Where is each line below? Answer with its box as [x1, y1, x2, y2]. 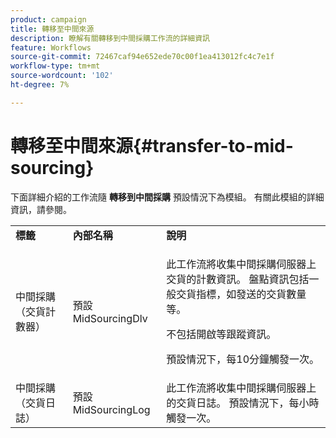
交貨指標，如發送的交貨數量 [176, 287, 307, 301]
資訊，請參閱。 [10, 203, 72, 215]
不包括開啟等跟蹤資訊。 [166, 327, 277, 341]
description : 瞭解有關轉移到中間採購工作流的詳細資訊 [10, 33, 211, 43]
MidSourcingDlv [72, 311, 148, 325]
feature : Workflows [10, 42, 92, 53]
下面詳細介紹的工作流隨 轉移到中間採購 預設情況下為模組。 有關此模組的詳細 [10, 191, 325, 203]
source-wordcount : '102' [10, 71, 114, 81]
